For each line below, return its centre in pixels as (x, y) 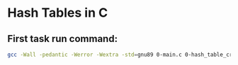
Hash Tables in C (58, 13)
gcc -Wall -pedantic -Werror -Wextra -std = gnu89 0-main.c (95, 55)
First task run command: (63, 39)
